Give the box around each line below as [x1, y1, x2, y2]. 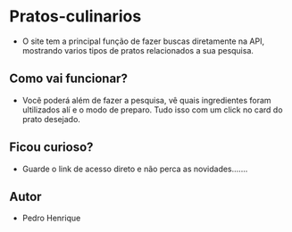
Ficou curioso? [9, 140, 94, 155]
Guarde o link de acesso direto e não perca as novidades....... [21, 163, 248, 174]
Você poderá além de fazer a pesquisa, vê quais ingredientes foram [21, 95, 271, 105]
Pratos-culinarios [9, 6, 142, 27]
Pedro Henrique [21, 212, 81, 224]
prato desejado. [21, 113, 80, 124]
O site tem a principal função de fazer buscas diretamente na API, [21, 36, 265, 46]
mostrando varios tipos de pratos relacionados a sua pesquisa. [21, 45, 254, 55]
